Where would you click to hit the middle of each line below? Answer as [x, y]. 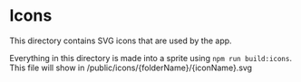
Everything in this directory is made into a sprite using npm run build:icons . [151, 58]
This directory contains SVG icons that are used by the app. [121, 41]
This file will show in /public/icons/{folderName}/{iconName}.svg [131, 68]
